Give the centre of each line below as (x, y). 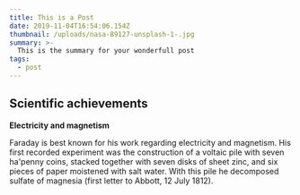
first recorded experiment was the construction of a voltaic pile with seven (147, 152)
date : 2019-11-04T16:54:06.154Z (70, 26)
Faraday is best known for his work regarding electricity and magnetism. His (150, 142)
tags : (19, 59)
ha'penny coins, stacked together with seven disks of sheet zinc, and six (144, 161)
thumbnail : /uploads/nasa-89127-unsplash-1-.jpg (102, 34)
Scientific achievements (79, 104)
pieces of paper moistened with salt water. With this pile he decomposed (144, 171)
